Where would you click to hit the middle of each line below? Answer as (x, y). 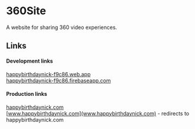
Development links (30, 61)
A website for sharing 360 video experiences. (61, 27)
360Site (26, 11)
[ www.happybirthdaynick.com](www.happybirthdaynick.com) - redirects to (98, 113)
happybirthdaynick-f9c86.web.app (48, 74)
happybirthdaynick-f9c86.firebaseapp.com (58, 80)
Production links (27, 94)
